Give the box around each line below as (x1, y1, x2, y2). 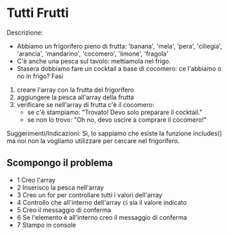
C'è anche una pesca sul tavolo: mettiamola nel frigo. (16, 56, 171, 65)
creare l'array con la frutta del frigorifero (16, 85, 134, 94)
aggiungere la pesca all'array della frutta (16, 93, 134, 101)
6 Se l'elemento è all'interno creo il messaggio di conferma (16, 213, 188, 221)
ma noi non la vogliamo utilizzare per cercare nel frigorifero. (6, 136, 180, 145)
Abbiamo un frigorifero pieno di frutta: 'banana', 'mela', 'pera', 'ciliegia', (16, 42, 223, 50)
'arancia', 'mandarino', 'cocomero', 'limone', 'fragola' (16, 49, 169, 58)
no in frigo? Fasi (16, 72, 64, 80)
